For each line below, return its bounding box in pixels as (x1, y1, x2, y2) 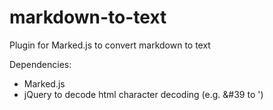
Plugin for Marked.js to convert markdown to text (9, 39, 211, 51)
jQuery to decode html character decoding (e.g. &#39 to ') (23, 88, 264, 100)
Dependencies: (9, 58, 72, 70)
